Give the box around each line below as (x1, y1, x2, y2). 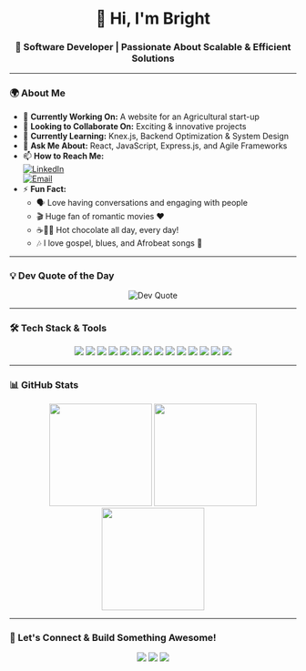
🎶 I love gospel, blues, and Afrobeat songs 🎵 (36, 237, 203, 249)
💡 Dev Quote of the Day (9, 269, 115, 281)
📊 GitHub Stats (9, 379, 79, 391)
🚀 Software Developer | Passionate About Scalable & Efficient (15, 41, 291, 54)
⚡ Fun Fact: (22, 183, 66, 194)
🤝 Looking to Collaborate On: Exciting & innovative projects (22, 120, 247, 131)
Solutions (131, 52, 175, 65)
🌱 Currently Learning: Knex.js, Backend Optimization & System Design (22, 130, 290, 141)
